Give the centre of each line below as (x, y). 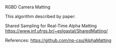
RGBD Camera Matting (28, 7)
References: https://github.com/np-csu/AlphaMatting (58, 40)
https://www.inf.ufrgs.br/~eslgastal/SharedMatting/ (57, 31)
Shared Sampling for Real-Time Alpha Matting (51, 26)
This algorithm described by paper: (40, 16)
